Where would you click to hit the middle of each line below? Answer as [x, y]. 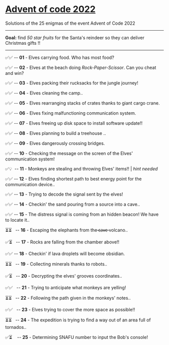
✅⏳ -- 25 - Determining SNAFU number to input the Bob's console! [77, 337]
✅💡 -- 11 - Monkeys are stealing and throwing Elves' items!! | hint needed [81, 168]
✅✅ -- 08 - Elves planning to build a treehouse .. [56, 133]
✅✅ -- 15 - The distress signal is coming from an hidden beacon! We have [82, 214]
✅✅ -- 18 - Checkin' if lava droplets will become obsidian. [65, 253]
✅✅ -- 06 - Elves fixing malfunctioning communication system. [71, 113]
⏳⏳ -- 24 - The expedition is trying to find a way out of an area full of [78, 320]
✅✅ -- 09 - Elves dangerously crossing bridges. [55, 143]
